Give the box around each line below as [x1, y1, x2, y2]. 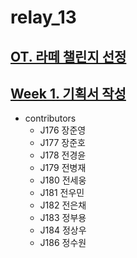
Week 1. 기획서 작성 [10, 85, 127, 102]
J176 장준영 [39, 124, 87, 136]
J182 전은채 [39, 199, 87, 211]
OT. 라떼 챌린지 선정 [10, 48, 127, 65]
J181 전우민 [39, 187, 85, 199]
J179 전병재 [39, 162, 87, 174]
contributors [24, 112, 77, 125]
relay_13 [10, 6, 77, 29]
